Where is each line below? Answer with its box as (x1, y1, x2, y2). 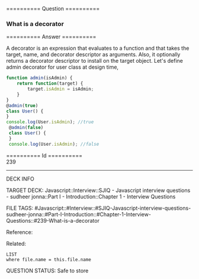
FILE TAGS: (6, 204, 34, 211)
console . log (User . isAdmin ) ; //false (8, 141, 99, 147)
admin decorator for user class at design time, (6, 63, 119, 70)
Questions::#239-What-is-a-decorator (6, 217, 99, 224)
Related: (6, 240, 27, 247)
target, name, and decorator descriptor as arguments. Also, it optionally (6, 51, 181, 58)
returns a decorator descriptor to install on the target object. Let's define (6, 57, 184, 65)
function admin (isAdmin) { (6, 75, 73, 81)
